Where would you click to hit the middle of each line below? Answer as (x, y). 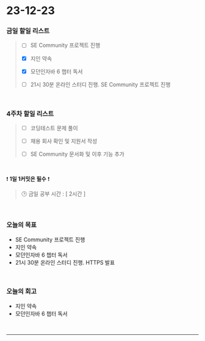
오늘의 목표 (22, 225)
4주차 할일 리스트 (30, 114)
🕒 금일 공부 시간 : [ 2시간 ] (53, 194)
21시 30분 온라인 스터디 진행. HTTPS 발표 (65, 262)
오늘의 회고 (22, 291)
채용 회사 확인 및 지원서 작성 (64, 141)
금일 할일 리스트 (28, 31)
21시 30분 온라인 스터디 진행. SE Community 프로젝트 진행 (100, 84)
